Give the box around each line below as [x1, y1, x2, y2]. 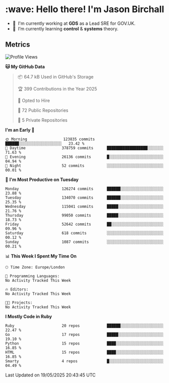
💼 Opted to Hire [17, 97, 50, 103]
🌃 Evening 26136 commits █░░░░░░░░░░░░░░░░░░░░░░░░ [5, 154, 164, 159]
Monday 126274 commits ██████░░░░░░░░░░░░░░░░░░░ [5, 186, 164, 191]
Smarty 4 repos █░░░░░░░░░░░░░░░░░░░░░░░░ [5, 358, 164, 364]
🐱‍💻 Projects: [5, 300, 33, 305]
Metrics [5, 40, 30, 49]
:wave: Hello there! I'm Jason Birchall [5, 4, 164, 15]
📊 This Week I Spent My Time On [5, 253, 77, 259]
